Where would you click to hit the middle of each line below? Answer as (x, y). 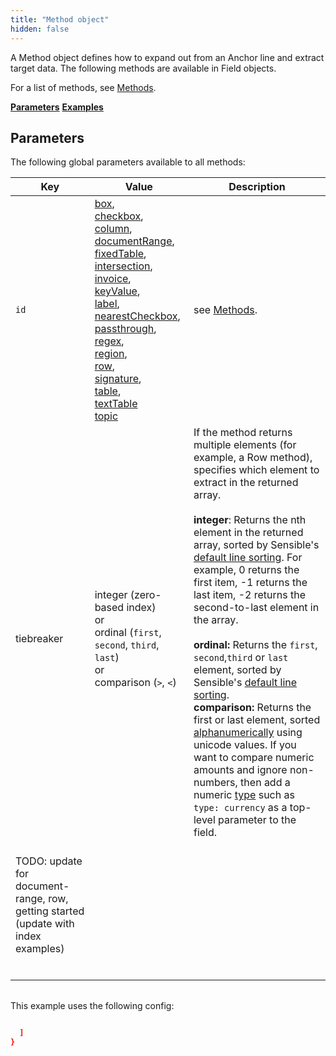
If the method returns (243, 433)
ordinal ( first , (128, 633)
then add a (265, 783)
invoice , (113, 279)
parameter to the (257, 820)
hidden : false (40, 29)
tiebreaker (39, 639)
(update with (45, 924)
